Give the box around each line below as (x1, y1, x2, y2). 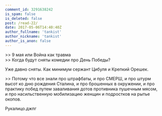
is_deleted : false (5, 16, 42, 21)
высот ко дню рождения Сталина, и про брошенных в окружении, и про (5, 81, 155, 87)
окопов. (5, 96, 21, 102)
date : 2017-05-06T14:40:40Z (5, 25, 62, 30)
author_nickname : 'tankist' (5, 34, 62, 39)
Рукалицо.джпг (5, 105, 37, 111)
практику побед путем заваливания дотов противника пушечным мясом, (5, 86, 158, 92)
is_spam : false (5, 12, 36, 16)
